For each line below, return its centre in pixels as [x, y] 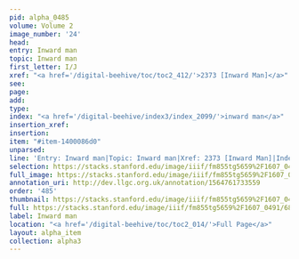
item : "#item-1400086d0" [55, 142]
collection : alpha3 [45, 241]
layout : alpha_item [45, 232]
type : [19, 109]
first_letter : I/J [43, 68]
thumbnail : [29, 200]
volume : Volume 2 [41, 26]
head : [19, 42]
